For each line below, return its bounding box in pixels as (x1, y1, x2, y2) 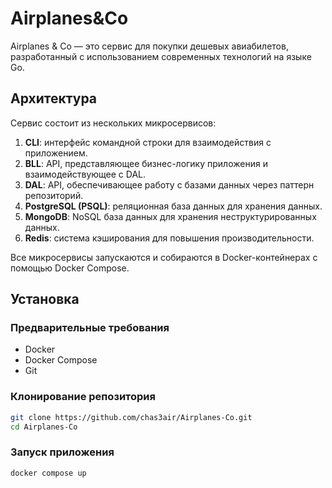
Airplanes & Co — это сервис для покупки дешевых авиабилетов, (10, 40, 289, 52)
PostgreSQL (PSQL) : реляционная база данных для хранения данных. (24, 200, 323, 212)
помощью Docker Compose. (10, 262, 130, 274)
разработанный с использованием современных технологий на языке (10, 50, 312, 62)
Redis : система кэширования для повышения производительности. (24, 232, 315, 244)
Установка (10, 291, 80, 308)
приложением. (24, 147, 88, 159)
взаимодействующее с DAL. (24, 168, 147, 180)
